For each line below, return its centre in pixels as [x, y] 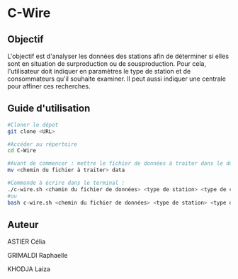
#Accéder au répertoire [42, 144]
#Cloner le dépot [33, 125]
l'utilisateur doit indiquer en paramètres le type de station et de [99, 71]
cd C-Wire [22, 151]
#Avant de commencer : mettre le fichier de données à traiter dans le [115, 164]
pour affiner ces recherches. [49, 86]
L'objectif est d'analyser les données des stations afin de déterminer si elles [118, 56]
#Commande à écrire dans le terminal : [66, 183]
